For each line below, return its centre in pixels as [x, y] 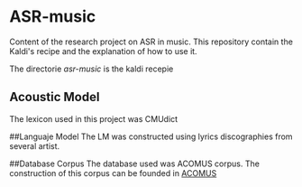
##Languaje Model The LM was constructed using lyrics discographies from [151, 136]
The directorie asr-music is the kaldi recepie [92, 69]
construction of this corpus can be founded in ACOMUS [113, 173]
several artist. [35, 145]
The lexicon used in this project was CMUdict [94, 118]
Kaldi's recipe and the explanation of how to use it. [103, 51]
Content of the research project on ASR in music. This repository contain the [151, 42]
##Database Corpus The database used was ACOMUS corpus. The [134, 164]
